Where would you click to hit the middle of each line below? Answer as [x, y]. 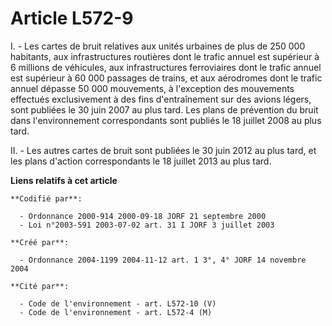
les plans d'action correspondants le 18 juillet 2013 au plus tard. [141, 161]
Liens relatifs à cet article [64, 180]
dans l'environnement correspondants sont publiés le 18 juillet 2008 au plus [166, 120]
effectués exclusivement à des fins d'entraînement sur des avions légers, [161, 99]
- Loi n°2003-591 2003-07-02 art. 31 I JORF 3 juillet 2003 [147, 225]
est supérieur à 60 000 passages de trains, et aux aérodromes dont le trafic [166, 78]
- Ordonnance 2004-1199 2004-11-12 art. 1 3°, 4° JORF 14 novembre [163, 260]
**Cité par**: [40, 286]
